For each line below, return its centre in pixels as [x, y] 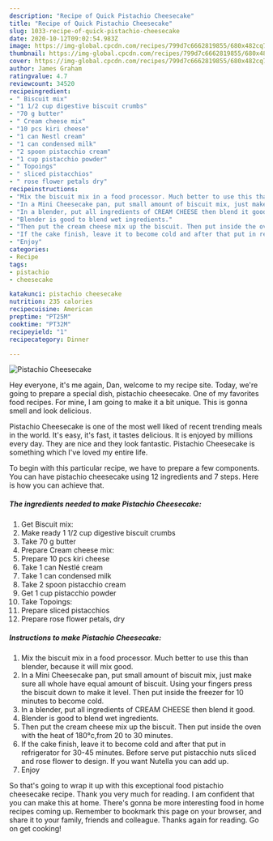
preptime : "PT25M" [40, 317]
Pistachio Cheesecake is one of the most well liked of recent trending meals [136, 427]
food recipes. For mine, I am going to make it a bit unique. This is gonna [128, 403]
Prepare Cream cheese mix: [67, 550]
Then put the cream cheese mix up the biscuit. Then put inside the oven [141, 727]
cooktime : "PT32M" [40, 324]
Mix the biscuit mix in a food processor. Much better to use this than [134, 658]
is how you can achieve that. [57, 485]
